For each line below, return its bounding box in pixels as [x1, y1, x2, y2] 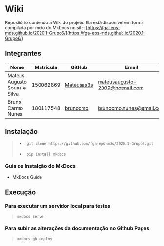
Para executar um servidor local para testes [5, 203, 111, 210]
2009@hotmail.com [98, 84, 144, 91]
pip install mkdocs [26, 152, 66, 157]
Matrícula [34, 64, 58, 70]
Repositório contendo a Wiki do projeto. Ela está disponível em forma [5, 20, 144, 25]
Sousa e [7, 84, 26, 91]
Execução [5, 188, 36, 197]
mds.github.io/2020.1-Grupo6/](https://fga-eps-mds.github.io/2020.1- [5, 30, 145, 36]
